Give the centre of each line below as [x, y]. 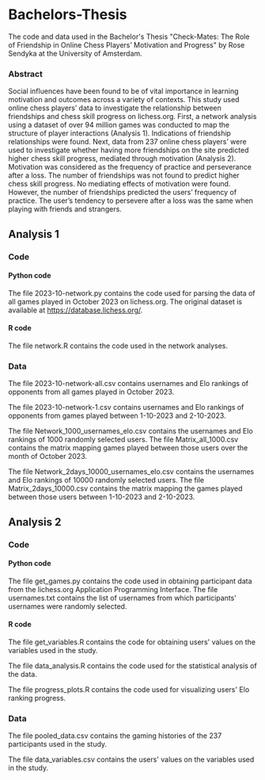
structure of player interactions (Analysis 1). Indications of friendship [120, 133]
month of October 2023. [47, 457]
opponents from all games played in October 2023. [91, 392]
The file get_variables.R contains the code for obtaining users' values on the [132, 642]
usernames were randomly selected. [68, 606]
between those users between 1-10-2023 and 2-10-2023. [102, 497]
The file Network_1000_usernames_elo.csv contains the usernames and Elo [131, 431]
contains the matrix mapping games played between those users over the [128, 448]
